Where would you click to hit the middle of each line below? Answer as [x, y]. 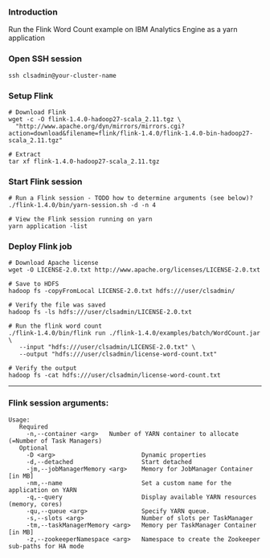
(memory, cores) [35, 504]
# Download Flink [37, 112]
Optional [33, 448]
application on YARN [43, 490]
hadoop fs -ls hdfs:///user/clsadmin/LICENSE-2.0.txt [100, 312]
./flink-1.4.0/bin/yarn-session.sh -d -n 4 [82, 206]
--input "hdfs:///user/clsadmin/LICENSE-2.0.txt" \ [107, 348]
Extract [29, 154]
